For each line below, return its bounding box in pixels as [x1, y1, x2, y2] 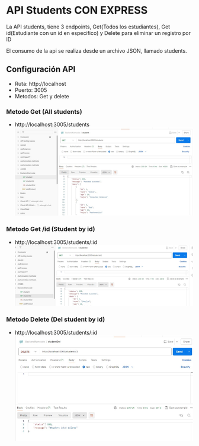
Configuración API [6, 65, 76, 75]
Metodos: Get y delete [14, 92, 69, 100]
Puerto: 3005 [14, 86, 47, 94]
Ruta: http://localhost [14, 80, 66, 87]
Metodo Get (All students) [6, 107, 82, 115]
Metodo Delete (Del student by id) [6, 315, 105, 323]
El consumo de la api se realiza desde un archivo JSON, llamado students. [6, 47, 188, 54]
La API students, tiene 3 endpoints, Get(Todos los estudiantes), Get [6, 23, 171, 30]
